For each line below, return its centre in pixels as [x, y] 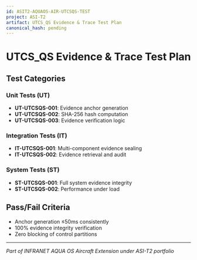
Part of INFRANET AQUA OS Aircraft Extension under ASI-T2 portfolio [90, 251]
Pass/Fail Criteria [38, 207]
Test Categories [36, 78]
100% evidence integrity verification [58, 228]
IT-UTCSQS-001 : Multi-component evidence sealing [78, 148]
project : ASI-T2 [26, 17]
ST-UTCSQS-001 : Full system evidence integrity [73, 183]
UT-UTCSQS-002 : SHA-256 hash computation [71, 114]
